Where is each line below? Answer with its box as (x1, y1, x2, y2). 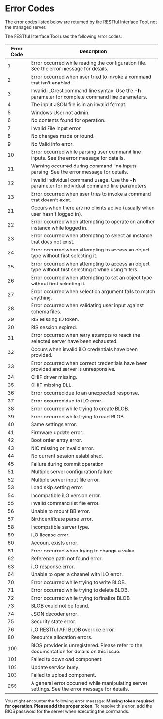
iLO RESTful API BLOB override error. (31, 626, 115, 633)
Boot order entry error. (31, 436, 82, 443)
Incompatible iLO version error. (31, 492, 102, 499)
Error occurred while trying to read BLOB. (31, 413, 125, 420)
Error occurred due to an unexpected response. (31, 389, 140, 396)
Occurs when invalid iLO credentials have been (31, 346, 138, 352)
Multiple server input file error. (31, 476, 100, 483)
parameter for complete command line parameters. (31, 93, 147, 100)
